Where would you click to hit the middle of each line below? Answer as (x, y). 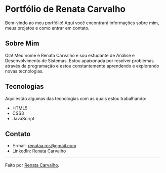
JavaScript (23, 118)
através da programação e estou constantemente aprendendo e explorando (82, 66)
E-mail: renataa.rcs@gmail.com (44, 146)
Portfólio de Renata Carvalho (65, 9)
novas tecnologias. (24, 71)
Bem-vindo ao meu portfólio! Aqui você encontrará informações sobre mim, (82, 23)
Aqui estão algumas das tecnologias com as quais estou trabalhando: (76, 98)
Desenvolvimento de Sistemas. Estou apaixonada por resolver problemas (80, 61)
